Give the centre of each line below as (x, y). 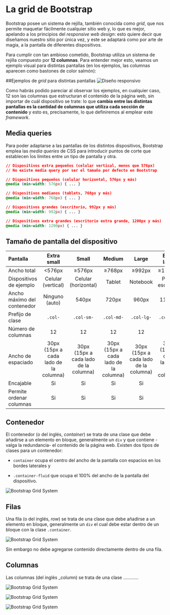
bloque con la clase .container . (39, 529)
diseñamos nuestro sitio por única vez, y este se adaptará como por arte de (84, 40)
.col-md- (114, 317)
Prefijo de (20, 314)
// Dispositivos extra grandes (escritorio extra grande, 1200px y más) (84, 221)
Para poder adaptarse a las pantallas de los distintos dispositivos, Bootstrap (84, 145)
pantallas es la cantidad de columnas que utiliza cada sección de (75, 106)
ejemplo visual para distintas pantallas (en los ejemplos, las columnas (78, 65)
